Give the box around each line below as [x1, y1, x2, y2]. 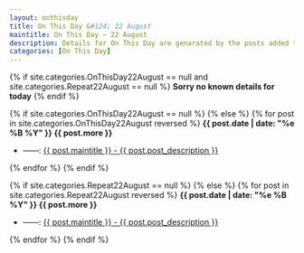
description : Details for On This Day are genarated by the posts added [9, 38, 290, 48]
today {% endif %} [9, 91, 80, 102]
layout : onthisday [9, 13, 79, 23]
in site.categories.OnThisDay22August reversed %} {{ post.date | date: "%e [9, 118, 295, 129]
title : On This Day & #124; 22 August [9, 22, 152, 31]
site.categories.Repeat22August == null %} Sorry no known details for [9, 81, 275, 92]
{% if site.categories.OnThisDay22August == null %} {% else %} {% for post [9, 108, 295, 119]
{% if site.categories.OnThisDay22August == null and [9, 71, 208, 82]
